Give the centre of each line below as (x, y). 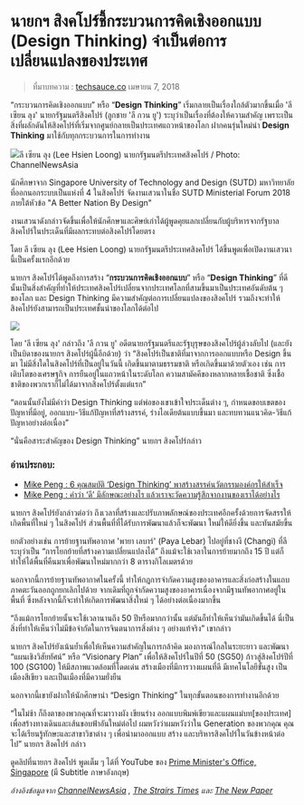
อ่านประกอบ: (33, 464)
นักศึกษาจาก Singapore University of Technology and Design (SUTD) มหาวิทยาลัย (152, 182)
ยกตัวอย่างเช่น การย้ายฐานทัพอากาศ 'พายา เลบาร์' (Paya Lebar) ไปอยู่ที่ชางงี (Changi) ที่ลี (149, 541)
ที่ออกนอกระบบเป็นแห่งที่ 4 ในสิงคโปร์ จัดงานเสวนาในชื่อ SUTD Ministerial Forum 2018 (150, 192)
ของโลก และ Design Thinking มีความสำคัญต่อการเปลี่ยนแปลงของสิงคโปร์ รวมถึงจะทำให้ (145, 297)
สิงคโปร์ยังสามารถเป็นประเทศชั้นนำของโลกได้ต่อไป (85, 308)
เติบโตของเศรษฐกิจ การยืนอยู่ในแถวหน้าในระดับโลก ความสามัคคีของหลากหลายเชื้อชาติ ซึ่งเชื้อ (147, 373)
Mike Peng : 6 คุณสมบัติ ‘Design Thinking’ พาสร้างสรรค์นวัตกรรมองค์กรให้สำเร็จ (153, 485)
